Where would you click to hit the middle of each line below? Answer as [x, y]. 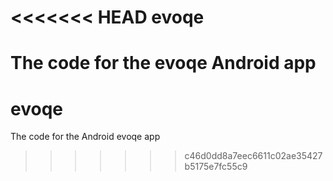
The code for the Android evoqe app [85, 137]
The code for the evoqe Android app [163, 63]
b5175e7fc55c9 [216, 167]
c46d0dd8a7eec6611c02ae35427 [253, 156]
